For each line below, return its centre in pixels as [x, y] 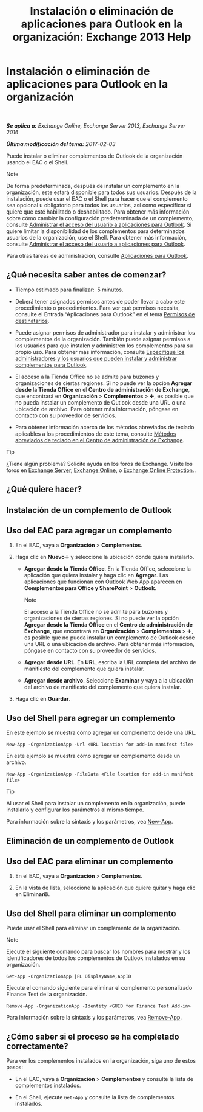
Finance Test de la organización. [47, 994]
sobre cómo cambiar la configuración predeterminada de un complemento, [100, 218]
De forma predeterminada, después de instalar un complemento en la [93, 186]
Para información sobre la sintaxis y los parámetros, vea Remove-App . [94, 1018]
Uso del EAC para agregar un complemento [89, 530]
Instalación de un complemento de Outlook [89, 510]
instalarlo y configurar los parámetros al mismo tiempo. [75, 810]
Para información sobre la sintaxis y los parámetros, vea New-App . [90, 822]
